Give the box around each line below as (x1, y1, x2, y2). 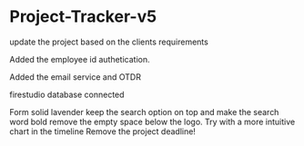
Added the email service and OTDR (9, 71, 141, 83)
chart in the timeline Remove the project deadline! (9, 125, 196, 137)
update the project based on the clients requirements (9, 36, 209, 47)
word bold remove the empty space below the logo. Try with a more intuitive (9, 116, 296, 127)
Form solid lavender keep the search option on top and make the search (9, 106, 279, 117)
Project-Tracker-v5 (9, 6, 157, 27)
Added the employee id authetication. (9, 54, 150, 64)
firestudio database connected (9, 89, 125, 100)
